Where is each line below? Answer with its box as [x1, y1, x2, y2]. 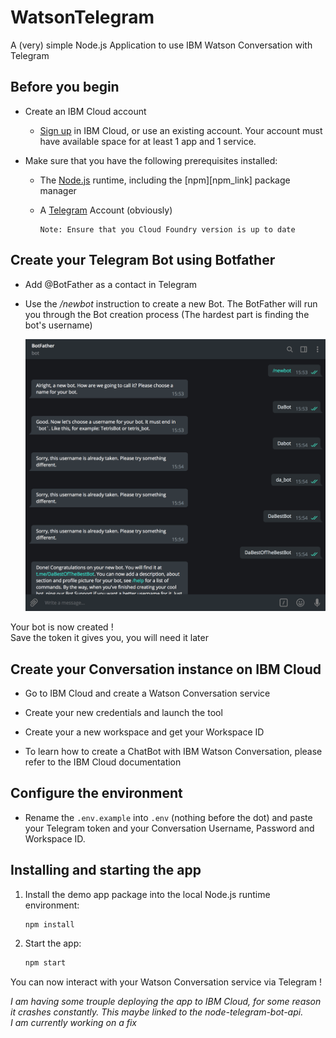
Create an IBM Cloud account [24, 105, 147, 117]
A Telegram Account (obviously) [39, 204, 173, 216]
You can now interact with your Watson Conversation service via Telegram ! [10, 976, 323, 988]
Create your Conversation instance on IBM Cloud [10, 661, 322, 678]
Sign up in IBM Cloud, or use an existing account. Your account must [39, 124, 323, 136]
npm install [24, 919, 75, 930]
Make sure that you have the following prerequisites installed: [24, 154, 278, 166]
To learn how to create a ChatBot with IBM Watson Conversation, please [24, 745, 323, 757]
